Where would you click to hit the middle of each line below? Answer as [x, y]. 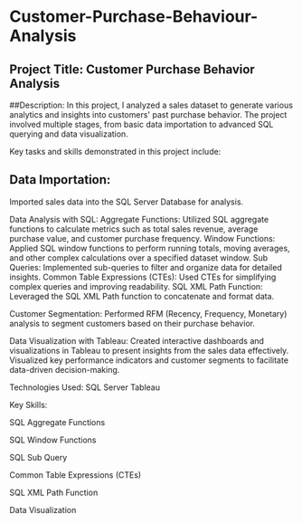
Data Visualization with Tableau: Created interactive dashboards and [137, 340]
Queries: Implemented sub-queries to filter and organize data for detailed [146, 267]
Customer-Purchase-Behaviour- [134, 17]
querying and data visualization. [69, 134]
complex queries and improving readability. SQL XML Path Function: [137, 286]
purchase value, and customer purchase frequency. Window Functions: [142, 238]
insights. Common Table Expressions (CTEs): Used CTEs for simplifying [143, 277]
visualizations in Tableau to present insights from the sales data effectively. [149, 350]
